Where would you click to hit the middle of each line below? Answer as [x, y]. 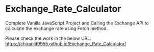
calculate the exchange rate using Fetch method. [57, 28]
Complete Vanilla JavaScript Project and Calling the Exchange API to [77, 23]
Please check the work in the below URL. [48, 38]
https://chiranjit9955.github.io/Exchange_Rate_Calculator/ [66, 43]
